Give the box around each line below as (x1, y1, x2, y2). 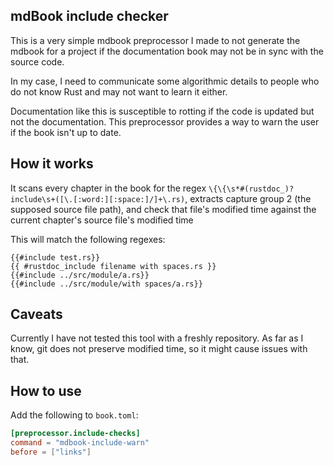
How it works (10, 155, 94, 173)
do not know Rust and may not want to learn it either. (10, 85, 228, 98)
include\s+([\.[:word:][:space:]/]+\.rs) (10, 194, 186, 204)
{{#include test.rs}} (10, 252, 101, 263)
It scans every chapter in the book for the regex (10, 182, 207, 194)
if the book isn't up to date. (10, 126, 122, 138)
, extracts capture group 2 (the (184, 192, 312, 204)
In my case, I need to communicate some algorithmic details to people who (10, 75, 320, 87)
